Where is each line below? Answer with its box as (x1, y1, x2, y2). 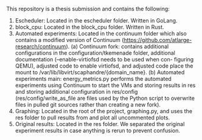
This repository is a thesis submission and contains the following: (6, 5, 170, 12)
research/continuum (15, 43, 66, 50)
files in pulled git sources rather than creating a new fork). (15, 101, 161, 108)
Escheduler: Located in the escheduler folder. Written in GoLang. (15, 17, 178, 24)
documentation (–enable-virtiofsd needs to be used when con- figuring (15, 56, 194, 63)
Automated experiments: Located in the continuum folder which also (15, 30, 187, 37)
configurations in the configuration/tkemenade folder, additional (15, 49, 175, 57)
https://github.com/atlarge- (124, 37, 192, 43)
